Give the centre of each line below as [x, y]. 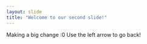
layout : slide [24, 12]
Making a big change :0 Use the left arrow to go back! [74, 34]
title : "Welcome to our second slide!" [57, 17]
